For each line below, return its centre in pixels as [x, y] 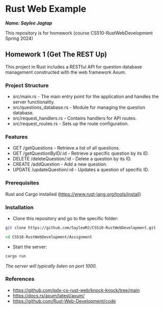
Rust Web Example [46, 9]
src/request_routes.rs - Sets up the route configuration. [71, 124]
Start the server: [30, 247]
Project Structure [27, 85]
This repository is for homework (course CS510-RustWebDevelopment [79, 33]
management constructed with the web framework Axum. [66, 72]
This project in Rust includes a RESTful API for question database [74, 66]
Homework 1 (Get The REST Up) [56, 54]
